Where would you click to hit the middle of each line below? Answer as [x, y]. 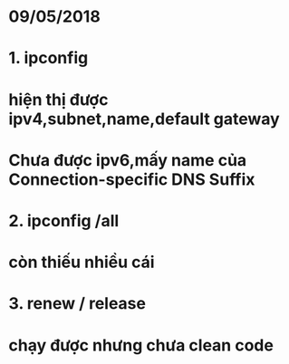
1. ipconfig [48, 58]
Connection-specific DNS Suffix [132, 179]
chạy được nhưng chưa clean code [141, 345]
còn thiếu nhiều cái [82, 262]
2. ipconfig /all [64, 220]
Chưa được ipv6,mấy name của [128, 160]
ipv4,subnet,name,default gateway [144, 119]
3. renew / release [77, 304]
